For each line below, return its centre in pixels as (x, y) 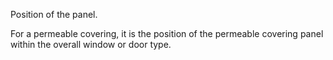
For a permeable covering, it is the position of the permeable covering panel (167, 33)
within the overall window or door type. (91, 44)
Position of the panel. (54, 14)
